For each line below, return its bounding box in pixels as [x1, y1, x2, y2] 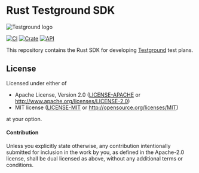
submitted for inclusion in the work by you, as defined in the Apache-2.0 [6, 149, 184, 156]
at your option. [6, 115, 42, 122]
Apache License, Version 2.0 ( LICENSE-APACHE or [14, 91, 141, 98]
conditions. [6, 161, 34, 168]
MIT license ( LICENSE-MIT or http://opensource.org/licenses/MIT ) [14, 104, 179, 111]
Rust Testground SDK [6, 4, 115, 17]
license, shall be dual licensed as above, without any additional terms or [6, 155, 183, 162]
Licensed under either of [6, 79, 67, 86]
